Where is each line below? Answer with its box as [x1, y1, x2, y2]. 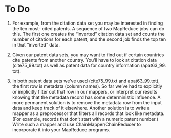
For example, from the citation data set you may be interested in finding [12, 20, 163, 26]
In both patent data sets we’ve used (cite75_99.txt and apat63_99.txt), [12, 78, 160, 84]
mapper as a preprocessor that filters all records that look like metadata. [12, 110, 165, 117]
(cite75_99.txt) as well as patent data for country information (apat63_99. [12, 62, 166, 68]
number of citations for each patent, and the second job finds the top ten [12, 36, 166, 42]
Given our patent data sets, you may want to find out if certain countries [12, 52, 164, 58]
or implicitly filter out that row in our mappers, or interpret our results [12, 88, 157, 95]
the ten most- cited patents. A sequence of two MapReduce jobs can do [12, 25, 165, 31]
